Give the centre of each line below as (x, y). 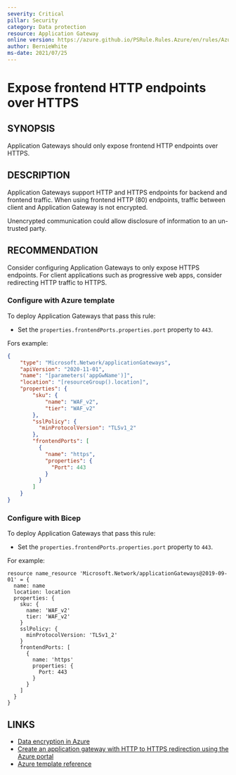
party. (38, 228)
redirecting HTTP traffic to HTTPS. (57, 282)
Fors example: (28, 343)
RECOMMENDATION (53, 251)
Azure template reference (54, 764)
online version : (31, 40)
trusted (18, 228)
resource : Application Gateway (53, 33)
